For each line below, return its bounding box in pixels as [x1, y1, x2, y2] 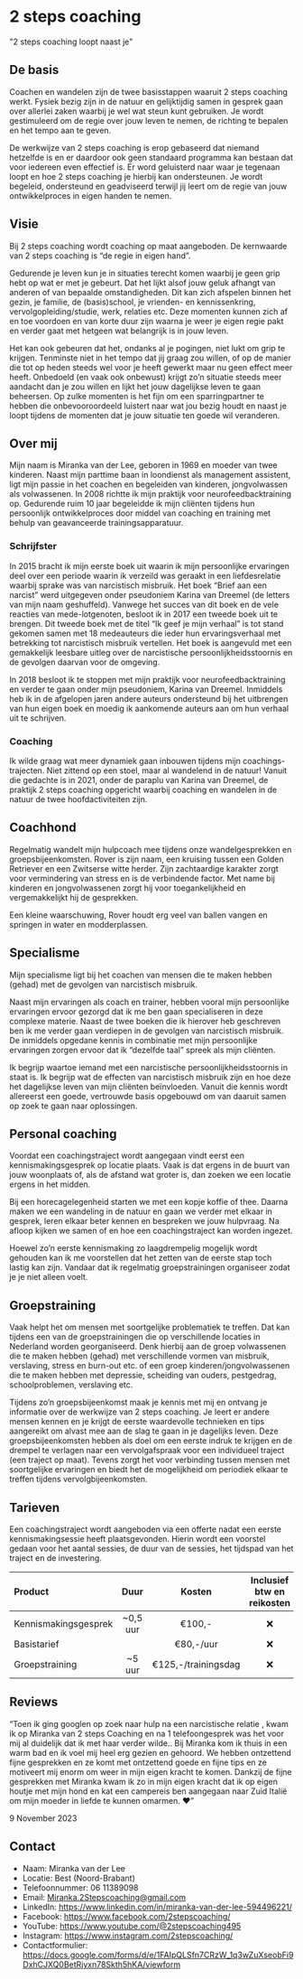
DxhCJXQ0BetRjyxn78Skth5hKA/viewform [22, 1958, 181, 1970]
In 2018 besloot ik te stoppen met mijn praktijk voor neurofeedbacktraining [9, 674, 286, 685]
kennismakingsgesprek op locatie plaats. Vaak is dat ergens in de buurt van [9, 1160, 290, 1171]
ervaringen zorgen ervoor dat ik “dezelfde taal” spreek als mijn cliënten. [9, 1044, 276, 1055]
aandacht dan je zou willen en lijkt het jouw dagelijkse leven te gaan [9, 381, 262, 392]
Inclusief [251, 1574, 289, 1587]
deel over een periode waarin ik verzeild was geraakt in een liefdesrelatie [9, 570, 281, 581]
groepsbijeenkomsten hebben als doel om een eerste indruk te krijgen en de [9, 1435, 293, 1446]
